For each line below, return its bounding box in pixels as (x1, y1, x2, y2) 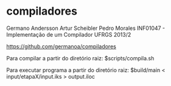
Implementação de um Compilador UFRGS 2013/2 (6, 30, 131, 38)
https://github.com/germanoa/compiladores (6, 43, 117, 50)
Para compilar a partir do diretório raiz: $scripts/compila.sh (6, 54, 155, 62)
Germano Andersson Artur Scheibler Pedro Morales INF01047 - (6, 24, 166, 32)
